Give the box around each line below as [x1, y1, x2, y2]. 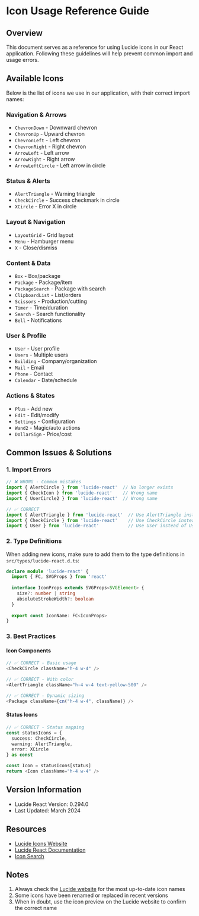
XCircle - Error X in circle [14, 203, 77, 210]
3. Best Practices [6, 632, 56, 640]
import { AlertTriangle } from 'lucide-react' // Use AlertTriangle [6, 512, 182, 518]
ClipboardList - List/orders [14, 292, 82, 298]
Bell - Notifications [14, 317, 62, 324]
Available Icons [6, 73, 64, 84]
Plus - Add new [14, 405, 53, 412]
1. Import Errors [6, 465, 52, 474]
